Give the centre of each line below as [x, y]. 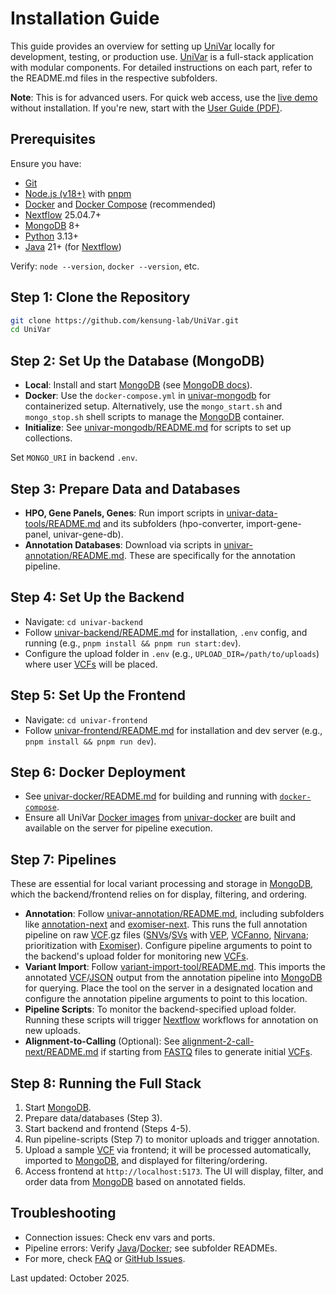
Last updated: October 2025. [70, 1278]
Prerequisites [53, 139]
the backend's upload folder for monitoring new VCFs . [136, 956]
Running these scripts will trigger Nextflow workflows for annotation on [171, 1020]
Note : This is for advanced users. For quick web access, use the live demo [164, 97]
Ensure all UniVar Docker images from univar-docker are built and [160, 818]
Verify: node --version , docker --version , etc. [105, 266]
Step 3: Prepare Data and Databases [125, 488]
